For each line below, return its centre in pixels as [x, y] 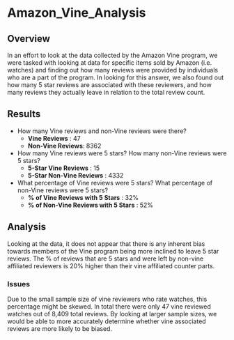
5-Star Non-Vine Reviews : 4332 [76, 175]
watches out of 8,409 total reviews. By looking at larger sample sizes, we [112, 314]
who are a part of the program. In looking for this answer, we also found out [116, 77]
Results [24, 114]
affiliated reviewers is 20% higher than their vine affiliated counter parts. [111, 265]
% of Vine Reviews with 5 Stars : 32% [83, 197]
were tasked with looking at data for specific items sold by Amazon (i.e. [110, 63]
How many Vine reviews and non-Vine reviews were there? [102, 131]
